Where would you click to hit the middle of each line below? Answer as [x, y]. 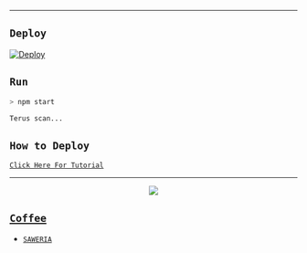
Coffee [28, 218]
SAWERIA [37, 239]
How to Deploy [49, 145]
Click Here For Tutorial [57, 165]
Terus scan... [37, 118]
